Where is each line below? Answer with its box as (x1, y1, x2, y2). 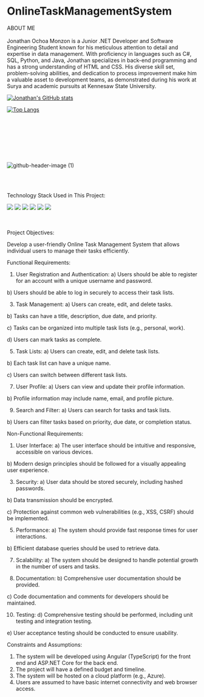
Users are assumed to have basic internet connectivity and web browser (15, 678, 198, 685)
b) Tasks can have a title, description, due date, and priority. (7, 312, 157, 319)
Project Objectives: (7, 229, 55, 236)
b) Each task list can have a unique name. (7, 359, 111, 367)
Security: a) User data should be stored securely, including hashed (15, 478, 183, 485)
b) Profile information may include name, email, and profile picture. (7, 395, 174, 402)
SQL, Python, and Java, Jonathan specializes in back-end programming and (7, 56, 197, 64)
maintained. (7, 599, 36, 607)
